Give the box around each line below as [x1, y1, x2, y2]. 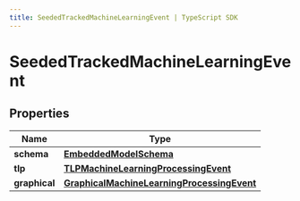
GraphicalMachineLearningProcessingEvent [64, 176, 257, 188]
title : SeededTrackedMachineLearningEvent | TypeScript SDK [9, 13, 239, 22]
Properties [9, 106, 70, 121]
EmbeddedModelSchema [64, 147, 174, 160]
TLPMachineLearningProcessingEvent [64, 162, 231, 174]
